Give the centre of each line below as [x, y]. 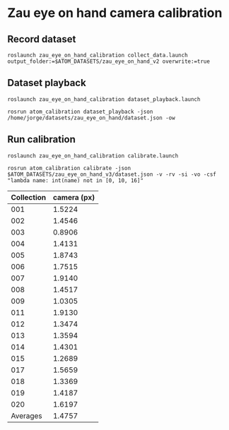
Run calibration [42, 139]
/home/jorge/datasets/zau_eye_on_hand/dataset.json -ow [91, 118]
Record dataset [42, 39]
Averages [27, 416]
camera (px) [74, 197]
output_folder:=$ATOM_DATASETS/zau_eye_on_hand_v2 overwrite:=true [109, 61]
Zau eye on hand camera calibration [115, 13]
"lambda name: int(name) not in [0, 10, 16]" [75, 180]
